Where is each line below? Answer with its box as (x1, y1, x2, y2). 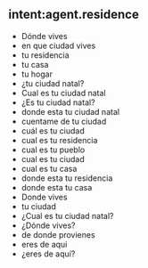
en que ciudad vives (21, 40, 96, 51)
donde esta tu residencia (21, 173, 113, 183)
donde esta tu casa (21, 182, 93, 192)
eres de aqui (21, 239, 68, 249)
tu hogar (21, 69, 53, 79)
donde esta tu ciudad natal (21, 106, 120, 117)
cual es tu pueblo (21, 144, 86, 155)
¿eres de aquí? (21, 248, 76, 259)
